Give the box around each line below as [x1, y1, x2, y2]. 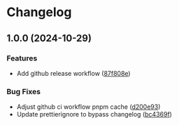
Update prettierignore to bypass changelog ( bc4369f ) [16, 110, 173, 119]
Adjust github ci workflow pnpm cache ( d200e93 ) [16, 103, 161, 111]
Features [6, 53, 38, 63]
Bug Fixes [6, 86, 41, 96]
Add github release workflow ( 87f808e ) [16, 69, 131, 77]
